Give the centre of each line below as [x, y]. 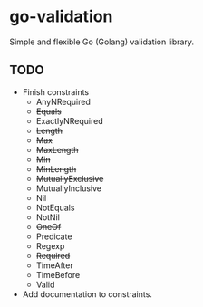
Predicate [54, 236]
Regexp [50, 245]
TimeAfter [55, 265]
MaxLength [57, 149]
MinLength [56, 168]
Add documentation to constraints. [87, 294]
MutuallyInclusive [69, 188]
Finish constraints [55, 91]
